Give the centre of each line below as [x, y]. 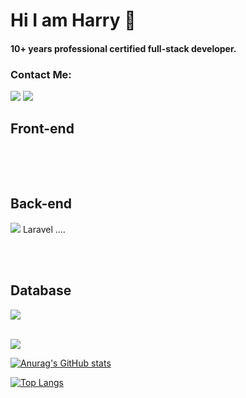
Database [41, 290]
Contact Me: [41, 74]
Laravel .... [44, 229]
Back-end [41, 204]
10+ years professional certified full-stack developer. [123, 48]
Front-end [42, 129]
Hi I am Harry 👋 [73, 20]
